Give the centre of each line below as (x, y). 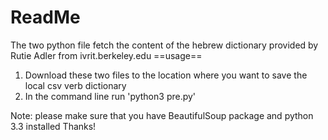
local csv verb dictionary (75, 85)
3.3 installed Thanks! (53, 126)
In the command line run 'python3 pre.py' (110, 96)
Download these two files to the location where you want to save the (166, 75)
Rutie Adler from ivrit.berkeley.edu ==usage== (106, 55)
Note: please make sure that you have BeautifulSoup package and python (162, 115)
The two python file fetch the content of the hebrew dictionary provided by (164, 45)
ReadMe (45, 17)
